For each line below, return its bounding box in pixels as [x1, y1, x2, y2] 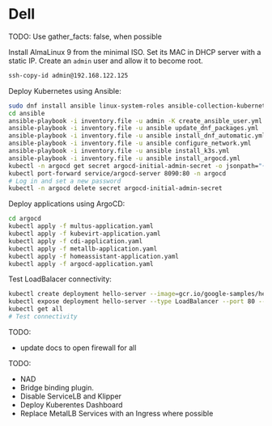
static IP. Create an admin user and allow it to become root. [8, 56, 204, 65]
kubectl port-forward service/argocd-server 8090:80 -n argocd [8, 169, 227, 178]
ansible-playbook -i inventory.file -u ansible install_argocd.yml [8, 154, 241, 162]
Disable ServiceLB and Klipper [19, 391, 122, 401]
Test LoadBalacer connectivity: [8, 274, 112, 284]
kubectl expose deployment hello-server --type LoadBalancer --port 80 [8, 297, 255, 306]
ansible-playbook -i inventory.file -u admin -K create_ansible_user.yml [8, 116, 263, 125]
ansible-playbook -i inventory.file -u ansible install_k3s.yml [8, 147, 230, 155]
